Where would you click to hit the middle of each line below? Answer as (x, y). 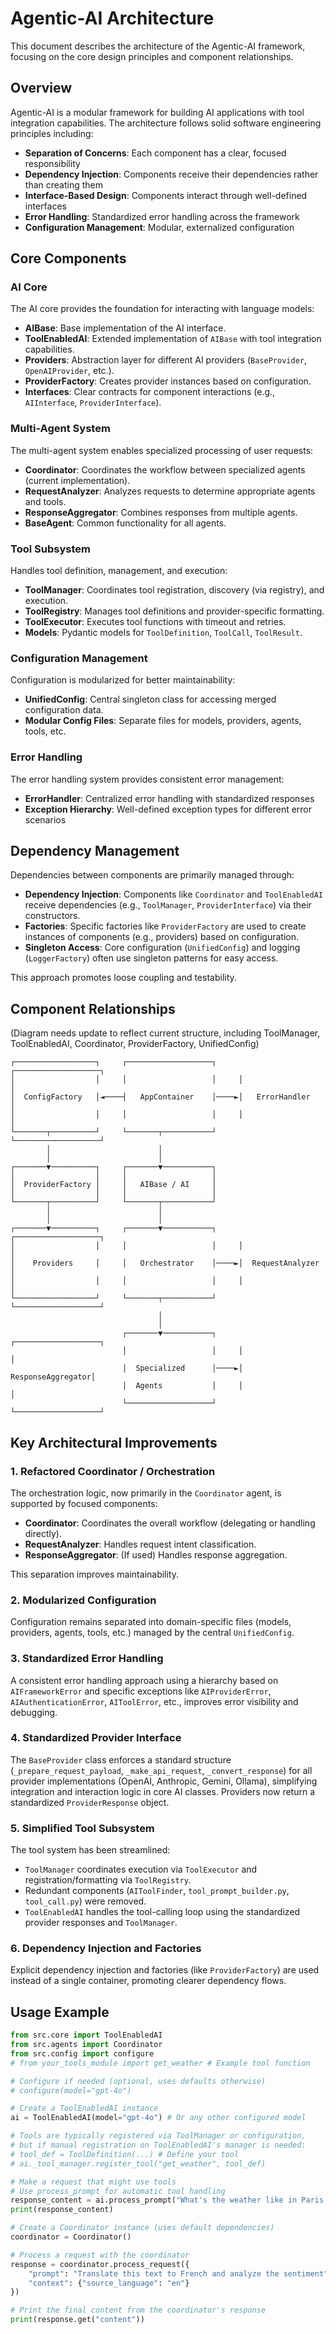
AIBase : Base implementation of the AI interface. (125, 328)
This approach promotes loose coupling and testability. (123, 978)
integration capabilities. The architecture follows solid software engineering (166, 123)
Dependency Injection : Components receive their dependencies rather (171, 174)
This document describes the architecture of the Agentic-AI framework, (158, 46)
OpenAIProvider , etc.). (69, 371)
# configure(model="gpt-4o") (71, 2090)
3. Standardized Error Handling (87, 1659)
